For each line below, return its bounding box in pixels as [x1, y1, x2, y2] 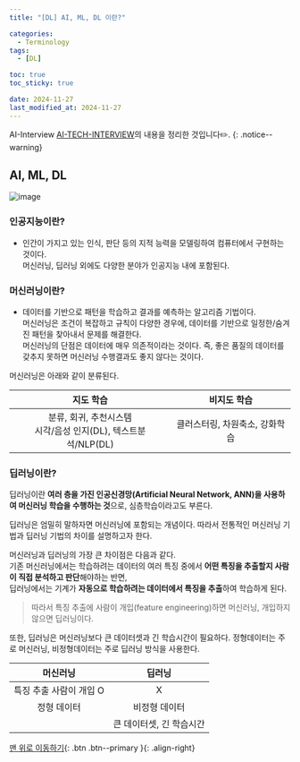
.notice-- [239, 129, 273, 140]
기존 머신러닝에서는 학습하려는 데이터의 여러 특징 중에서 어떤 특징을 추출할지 [9, 561, 274, 571]
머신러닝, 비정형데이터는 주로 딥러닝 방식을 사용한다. [18, 644, 200, 655]
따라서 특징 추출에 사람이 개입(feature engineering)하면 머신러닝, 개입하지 [30, 602, 291, 613]
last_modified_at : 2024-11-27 [9, 103, 122, 112]
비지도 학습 [208, 394, 253, 407]
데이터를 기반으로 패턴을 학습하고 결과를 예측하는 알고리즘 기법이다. [21, 306, 256, 318]
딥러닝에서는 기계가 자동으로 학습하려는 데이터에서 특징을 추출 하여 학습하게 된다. [9, 583, 287, 594]
